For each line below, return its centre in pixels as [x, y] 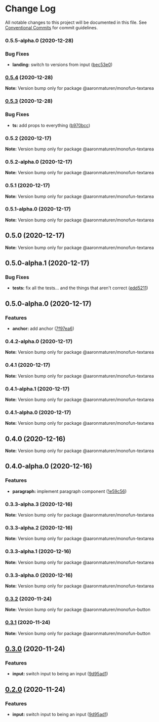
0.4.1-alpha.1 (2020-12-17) [38, 389]
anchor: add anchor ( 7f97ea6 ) [43, 328]
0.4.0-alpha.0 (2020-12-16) [49, 466]
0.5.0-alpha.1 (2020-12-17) [47, 263]
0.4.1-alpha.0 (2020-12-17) [38, 412]
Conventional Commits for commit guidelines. [51, 27]
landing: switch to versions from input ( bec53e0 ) [62, 65]
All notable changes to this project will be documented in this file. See [76, 22]
